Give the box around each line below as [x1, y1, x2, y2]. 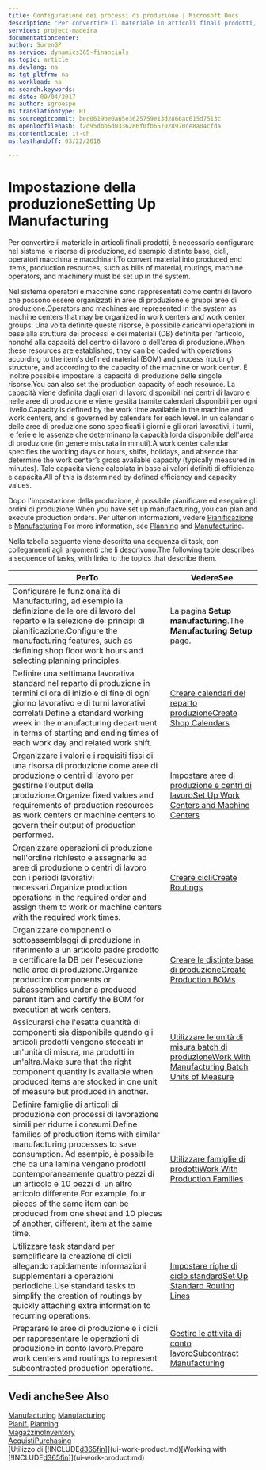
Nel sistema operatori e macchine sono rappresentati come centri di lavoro [8, 287, 252, 297]
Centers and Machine [169, 800, 250, 811]
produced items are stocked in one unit [12, 1076, 158, 1087]
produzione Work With [169, 1051, 251, 1062]
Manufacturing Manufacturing [8, 1411, 106, 1420]
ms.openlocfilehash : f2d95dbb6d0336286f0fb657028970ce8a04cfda [8, 122, 222, 130]
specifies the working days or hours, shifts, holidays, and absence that [8, 447, 239, 457]
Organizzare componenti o [12, 924, 112, 936]
